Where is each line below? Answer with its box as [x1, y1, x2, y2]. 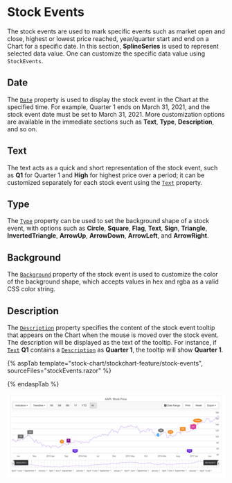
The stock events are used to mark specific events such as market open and [7, 27, 225, 35]
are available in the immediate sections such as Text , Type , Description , [7, 117, 215, 126]
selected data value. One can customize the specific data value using [7, 49, 206, 58]
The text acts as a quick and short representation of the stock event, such [7, 163, 218, 172]
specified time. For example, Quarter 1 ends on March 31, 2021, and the [7, 102, 211, 111]
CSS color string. [7, 285, 56, 293]
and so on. [7, 124, 38, 133]
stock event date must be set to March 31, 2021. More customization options [7, 110, 225, 118]
